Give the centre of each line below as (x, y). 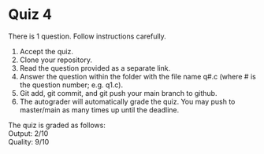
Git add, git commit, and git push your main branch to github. (118, 93)
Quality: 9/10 (29, 141)
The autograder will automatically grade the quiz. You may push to (127, 101)
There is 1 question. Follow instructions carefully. (87, 36)
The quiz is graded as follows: (57, 125)
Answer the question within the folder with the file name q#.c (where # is (138, 76)
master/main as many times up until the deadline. (99, 110)
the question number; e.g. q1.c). (71, 85)
